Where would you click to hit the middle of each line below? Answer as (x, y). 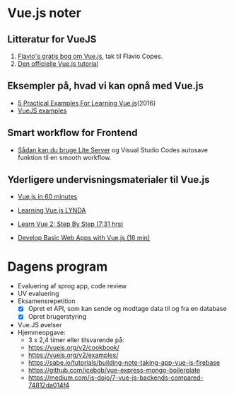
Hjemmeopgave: (41, 332)
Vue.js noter (44, 13)
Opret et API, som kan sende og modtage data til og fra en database (128, 309)
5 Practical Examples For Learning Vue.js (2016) (87, 103)
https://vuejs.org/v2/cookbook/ (74, 347)
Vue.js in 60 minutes (47, 197)
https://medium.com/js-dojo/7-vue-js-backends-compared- (116, 378)
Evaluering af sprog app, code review (72, 286)
